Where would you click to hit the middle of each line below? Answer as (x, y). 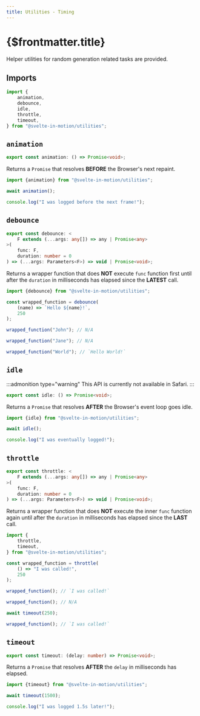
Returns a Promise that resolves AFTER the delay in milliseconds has (92, 667)
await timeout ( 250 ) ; (32, 613)
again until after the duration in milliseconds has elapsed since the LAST (97, 518)
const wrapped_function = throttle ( (52, 563)
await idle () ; (24, 429)
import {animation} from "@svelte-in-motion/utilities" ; (80, 180)
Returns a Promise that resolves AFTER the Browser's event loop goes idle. (99, 407)
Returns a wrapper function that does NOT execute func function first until (99, 273)
